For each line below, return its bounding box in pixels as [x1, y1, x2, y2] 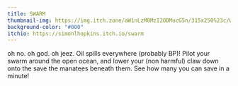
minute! [7, 72, 30, 80]
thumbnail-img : [7, 17, 52, 24]
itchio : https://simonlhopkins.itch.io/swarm [7, 30, 144, 37]
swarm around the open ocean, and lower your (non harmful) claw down [7, 57, 219, 66]
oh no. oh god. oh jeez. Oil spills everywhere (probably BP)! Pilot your [7, 49, 210, 58]
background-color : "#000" [7, 23, 84, 30]
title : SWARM [7, 10, 46, 18]
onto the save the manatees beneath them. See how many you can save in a [7, 64, 230, 73]
